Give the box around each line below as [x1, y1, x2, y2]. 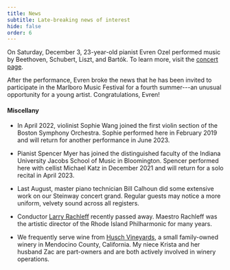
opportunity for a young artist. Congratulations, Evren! [7, 91, 160, 99]
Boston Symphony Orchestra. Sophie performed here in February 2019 [16, 128, 218, 137]
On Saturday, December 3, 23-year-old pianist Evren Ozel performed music [7, 48, 221, 56]
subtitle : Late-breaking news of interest [7, 16, 130, 23]
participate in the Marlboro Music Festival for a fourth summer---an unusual [7, 83, 222, 91]
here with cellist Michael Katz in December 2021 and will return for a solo [16, 164, 224, 172]
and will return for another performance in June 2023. [16, 136, 170, 144]
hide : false [7, 23, 41, 30]
